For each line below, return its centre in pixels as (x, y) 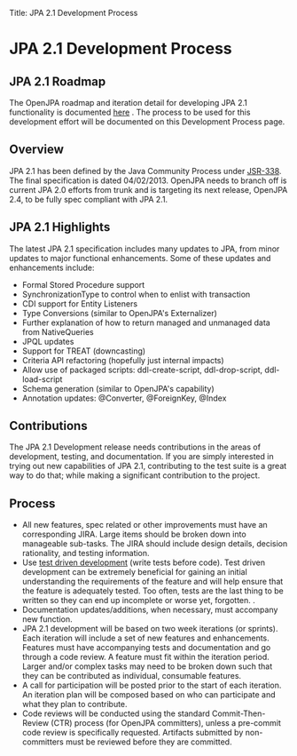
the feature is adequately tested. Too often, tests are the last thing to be (152, 591)
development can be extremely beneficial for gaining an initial (135, 572)
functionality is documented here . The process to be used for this (130, 112)
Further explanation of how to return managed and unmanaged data (146, 322)
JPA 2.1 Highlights (60, 227)
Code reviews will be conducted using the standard (116, 713)
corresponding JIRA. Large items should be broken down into (134, 534)
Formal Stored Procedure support (83, 284)
